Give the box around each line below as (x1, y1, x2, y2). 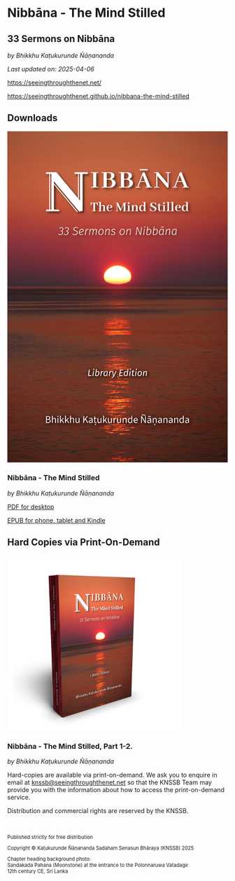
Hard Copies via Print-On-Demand (7, 537, 160, 549)
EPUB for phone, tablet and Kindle (7, 516, 106, 524)
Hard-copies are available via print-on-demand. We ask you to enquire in (7, 770, 218, 779)
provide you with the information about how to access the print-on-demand (7, 785, 225, 794)
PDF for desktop (7, 502, 55, 511)
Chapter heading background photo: (7, 856, 92, 863)
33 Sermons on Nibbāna (7, 33, 115, 45)
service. (7, 793, 31, 801)
